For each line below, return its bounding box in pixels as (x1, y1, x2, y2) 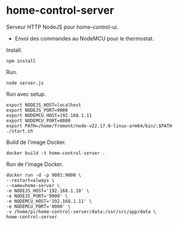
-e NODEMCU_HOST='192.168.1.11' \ (6, 198, 93, 204)
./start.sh (6, 128, 33, 134)
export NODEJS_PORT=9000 (6, 107, 68, 113)
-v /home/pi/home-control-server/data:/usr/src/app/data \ (6, 208, 156, 215)
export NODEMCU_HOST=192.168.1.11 (6, 112, 93, 118)
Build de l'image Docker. (6, 138, 66, 146)
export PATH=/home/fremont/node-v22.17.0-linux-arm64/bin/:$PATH (6, 123, 172, 129)
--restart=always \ (6, 177, 55, 183)
